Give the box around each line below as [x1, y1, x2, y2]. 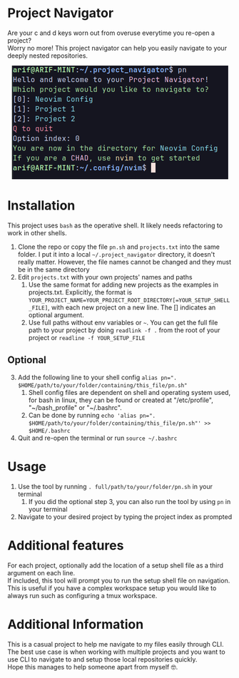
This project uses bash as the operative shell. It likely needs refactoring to [7, 221, 223, 230]
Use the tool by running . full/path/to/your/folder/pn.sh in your [17, 482, 213, 490]
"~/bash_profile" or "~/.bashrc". [28, 403, 123, 411]
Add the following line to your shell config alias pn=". [17, 373, 177, 381]
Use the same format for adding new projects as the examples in [28, 280, 219, 289]
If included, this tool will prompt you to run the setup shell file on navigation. [7, 576, 230, 585]
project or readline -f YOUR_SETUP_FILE [28, 333, 146, 341]
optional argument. [28, 310, 84, 319]
